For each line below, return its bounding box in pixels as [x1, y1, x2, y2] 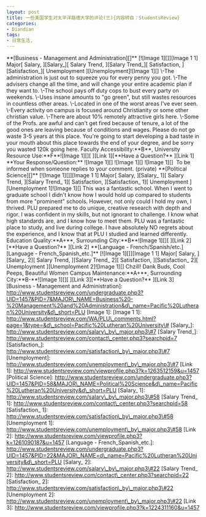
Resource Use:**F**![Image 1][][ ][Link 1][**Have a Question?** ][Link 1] [6, 152, 194, 159]
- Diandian [6, 26, 34, 33]
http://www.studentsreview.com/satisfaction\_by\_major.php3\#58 [6, 413, 174, 420]
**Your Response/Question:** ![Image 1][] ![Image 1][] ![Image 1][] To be [6, 159, 191, 166]
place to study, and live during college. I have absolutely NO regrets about [6, 224, 194, 231]
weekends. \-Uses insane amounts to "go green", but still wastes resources [6, 93, 197, 101]
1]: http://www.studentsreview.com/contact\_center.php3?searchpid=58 [6, 400, 188, 407]
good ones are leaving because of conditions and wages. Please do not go [6, 126, 196, 133]
